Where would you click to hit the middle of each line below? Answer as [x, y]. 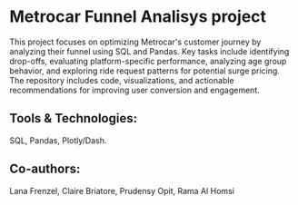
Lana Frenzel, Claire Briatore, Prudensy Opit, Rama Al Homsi [122, 190]
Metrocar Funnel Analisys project [138, 17]
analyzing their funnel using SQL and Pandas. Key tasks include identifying [149, 51]
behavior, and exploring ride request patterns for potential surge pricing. [144, 71]
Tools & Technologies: [74, 118]
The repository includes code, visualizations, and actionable [122, 80]
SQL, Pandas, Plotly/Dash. [58, 140]
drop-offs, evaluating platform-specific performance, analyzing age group [148, 61]
